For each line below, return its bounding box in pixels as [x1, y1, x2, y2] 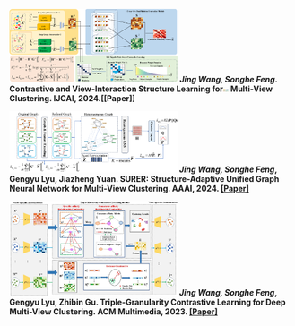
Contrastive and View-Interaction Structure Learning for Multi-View [9, 83, 273, 94]
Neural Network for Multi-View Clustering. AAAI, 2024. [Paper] [9, 184, 249, 194]
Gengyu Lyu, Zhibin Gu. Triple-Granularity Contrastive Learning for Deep [9, 296, 286, 307]
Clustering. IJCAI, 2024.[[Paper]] [9, 92, 136, 103]
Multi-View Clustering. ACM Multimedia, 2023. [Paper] [9, 305, 218, 317]
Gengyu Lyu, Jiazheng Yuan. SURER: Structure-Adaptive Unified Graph [9, 174, 280, 184]
